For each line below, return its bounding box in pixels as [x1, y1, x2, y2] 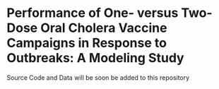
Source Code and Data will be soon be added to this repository [6, 73, 190, 82]
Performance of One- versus [6, 5, 179, 21]
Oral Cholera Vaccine [40, 20, 167, 36]
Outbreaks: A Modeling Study [6, 50, 184, 66]
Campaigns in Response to [6, 35, 167, 51]
